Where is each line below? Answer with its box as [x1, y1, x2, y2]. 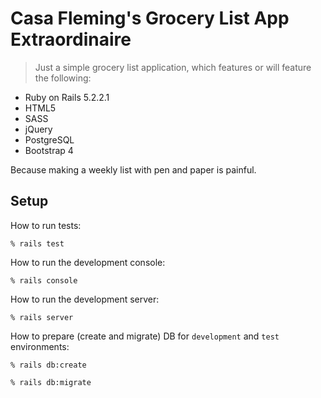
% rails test [10, 238, 65, 249]
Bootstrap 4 [24, 144, 74, 156]
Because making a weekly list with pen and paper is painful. [10, 163, 257, 176]
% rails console [10, 275, 78, 286]
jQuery [24, 123, 53, 135]
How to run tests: [10, 219, 82, 231]
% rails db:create [10, 360, 87, 370]
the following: [34, 72, 92, 84]
